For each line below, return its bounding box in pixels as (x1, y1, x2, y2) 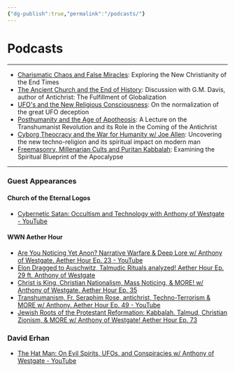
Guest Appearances (7, 176, 77, 186)
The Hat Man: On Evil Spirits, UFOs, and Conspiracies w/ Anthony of (17, 349, 215, 358)
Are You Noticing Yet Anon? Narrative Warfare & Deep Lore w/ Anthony (17, 248, 222, 257)
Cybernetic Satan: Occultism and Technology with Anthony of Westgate (17, 209, 225, 218)
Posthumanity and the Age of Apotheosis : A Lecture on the (17, 115, 187, 124)
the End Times (17, 78, 59, 86)
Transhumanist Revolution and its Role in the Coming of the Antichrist (17, 122, 218, 131)
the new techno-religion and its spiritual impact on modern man (17, 138, 201, 146)
